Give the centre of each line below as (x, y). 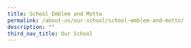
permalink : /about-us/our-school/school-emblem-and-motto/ (96, 20)
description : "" (31, 27)
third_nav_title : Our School (50, 34)
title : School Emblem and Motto (55, 14)
